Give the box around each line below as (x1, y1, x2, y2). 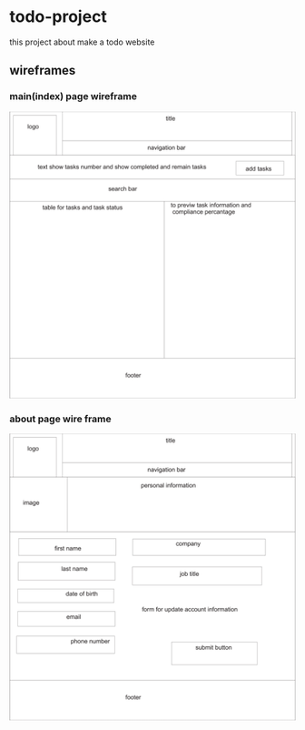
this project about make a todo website (9, 36, 155, 47)
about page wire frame (9, 412, 112, 425)
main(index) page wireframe (9, 90, 138, 103)
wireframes (9, 63, 76, 78)
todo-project (9, 6, 107, 27)
